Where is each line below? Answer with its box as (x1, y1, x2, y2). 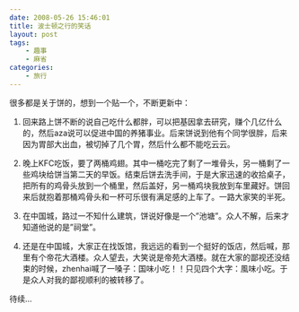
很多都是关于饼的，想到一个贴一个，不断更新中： (9, 97, 190, 108)
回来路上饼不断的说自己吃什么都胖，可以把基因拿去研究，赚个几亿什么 (22, 116, 283, 126)
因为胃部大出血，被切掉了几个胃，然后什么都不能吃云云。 (22, 138, 235, 149)
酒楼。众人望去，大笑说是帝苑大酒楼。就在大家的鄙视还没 (69, 252, 283, 263)
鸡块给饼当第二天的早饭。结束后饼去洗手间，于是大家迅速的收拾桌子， (30, 169, 290, 179)
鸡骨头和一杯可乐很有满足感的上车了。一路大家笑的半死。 (77, 191, 290, 202)
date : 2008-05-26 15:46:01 (9, 13, 110, 22)
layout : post (9, 30, 58, 39)
